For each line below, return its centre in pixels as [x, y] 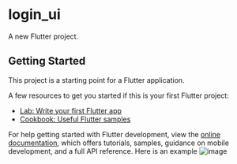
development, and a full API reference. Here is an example [103, 151]
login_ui [34, 15]
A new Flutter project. [43, 36]
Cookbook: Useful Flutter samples [75, 119]
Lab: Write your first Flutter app [71, 110]
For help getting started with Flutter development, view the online [115, 134]
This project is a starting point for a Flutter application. [96, 80]
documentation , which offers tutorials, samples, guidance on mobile [118, 143]
